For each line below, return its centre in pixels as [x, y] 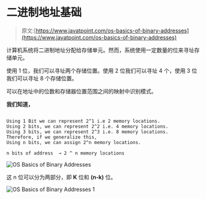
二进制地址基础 [44, 13]
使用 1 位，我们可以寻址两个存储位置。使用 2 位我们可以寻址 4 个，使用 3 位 [102, 70]
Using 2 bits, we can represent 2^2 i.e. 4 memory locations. [87, 126]
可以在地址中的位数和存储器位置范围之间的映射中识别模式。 [82, 91]
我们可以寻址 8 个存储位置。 [42, 78]
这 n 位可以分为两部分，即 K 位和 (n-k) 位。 [61, 177]
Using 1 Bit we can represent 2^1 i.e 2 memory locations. [83, 121]
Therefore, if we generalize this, [52, 137]
